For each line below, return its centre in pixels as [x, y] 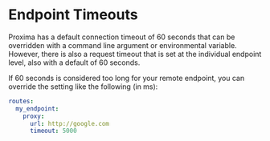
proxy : [34, 116]
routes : [21, 101]
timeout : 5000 [53, 131]
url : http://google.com [70, 123]
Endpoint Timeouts [73, 15]
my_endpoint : [37, 109]
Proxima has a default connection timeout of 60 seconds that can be [122, 37]
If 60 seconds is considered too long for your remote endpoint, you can [127, 78]
